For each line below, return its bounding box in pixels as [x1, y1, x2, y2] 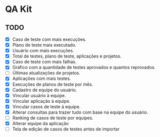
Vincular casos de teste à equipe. [12, 103, 81, 110]
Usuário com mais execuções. [12, 48, 74, 54]
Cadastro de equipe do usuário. [12, 87, 77, 93]
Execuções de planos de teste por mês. [12, 81, 93, 87]
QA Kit [5, 3, 32, 15]
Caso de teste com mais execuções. [12, 36, 87, 42]
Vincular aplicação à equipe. [12, 98, 71, 104]
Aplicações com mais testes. [12, 75, 71, 81]
